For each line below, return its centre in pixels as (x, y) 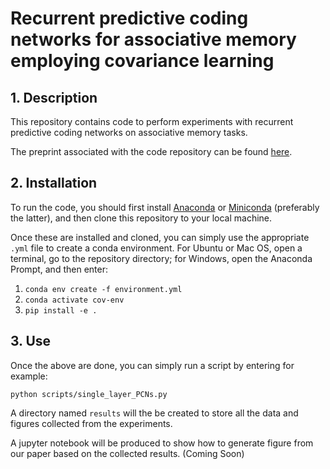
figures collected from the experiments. (91, 423)
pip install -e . (61, 310)
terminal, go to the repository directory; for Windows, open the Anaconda (161, 258)
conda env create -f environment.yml (103, 289)
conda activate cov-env (74, 300)
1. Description (54, 97)
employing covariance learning (142, 61)
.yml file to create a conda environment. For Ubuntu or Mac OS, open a (156, 248)
